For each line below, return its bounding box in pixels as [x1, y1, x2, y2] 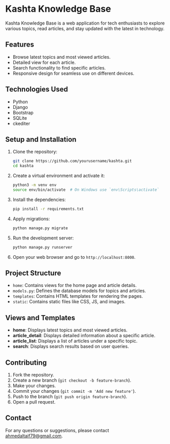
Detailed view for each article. [12, 59, 76, 65]
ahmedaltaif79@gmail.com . [5, 433, 63, 439]
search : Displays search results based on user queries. [12, 343, 129, 349]
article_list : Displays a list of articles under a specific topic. [12, 338, 138, 344]
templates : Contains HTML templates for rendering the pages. [12, 293, 143, 299]
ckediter [12, 120, 31, 126]
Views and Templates [5, 313, 76, 322]
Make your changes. [12, 382, 56, 389]
